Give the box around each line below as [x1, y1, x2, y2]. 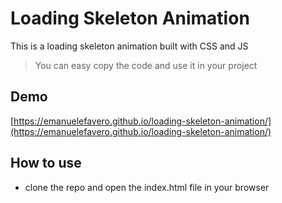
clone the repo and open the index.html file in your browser [24, 181, 270, 193]
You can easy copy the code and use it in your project [34, 59, 258, 71]
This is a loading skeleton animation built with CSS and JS [10, 40, 249, 52]
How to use [10, 155, 82, 172]
